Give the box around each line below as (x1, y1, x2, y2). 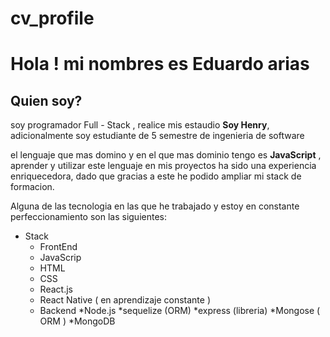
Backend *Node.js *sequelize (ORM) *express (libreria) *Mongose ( (39, 305, 321, 317)
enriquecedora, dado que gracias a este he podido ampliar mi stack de (10, 170, 302, 182)
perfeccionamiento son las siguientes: (10, 211, 168, 223)
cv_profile (10, 7, 95, 30)
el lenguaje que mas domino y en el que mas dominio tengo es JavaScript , (10, 149, 322, 161)
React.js (39, 283, 73, 296)
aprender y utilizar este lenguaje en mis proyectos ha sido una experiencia (10, 160, 317, 172)
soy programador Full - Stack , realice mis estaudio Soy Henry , (10, 119, 270, 131)
